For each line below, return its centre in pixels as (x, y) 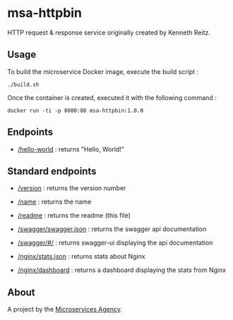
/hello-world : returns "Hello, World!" (71, 149)
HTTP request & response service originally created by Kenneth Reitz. (109, 32)
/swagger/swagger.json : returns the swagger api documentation (112, 229)
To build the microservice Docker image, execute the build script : (103, 71)
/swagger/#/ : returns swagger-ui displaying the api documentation (115, 243)
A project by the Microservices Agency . (65, 309)
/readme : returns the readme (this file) (74, 216)
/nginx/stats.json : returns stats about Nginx (82, 257)
